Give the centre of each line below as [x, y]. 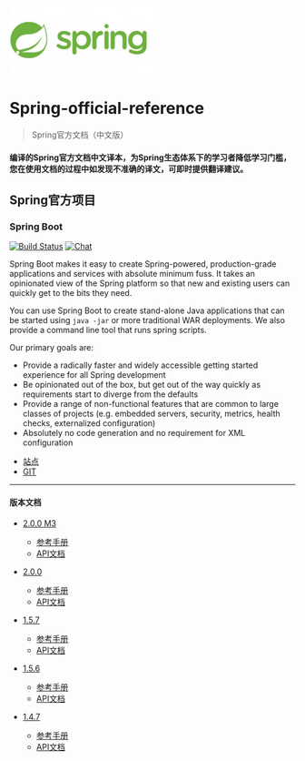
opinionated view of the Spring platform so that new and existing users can [150, 283]
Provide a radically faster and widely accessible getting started [140, 365]
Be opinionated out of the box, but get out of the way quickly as [142, 385]
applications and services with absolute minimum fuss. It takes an [133, 274]
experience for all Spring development [94, 375]
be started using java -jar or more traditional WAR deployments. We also [148, 320]
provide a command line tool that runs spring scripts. [108, 330]
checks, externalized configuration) [89, 423]
